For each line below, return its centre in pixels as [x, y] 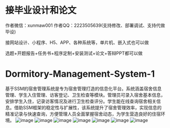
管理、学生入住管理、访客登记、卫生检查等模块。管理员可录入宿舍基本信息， [85, 95]
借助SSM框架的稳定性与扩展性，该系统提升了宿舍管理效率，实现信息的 [88, 107]
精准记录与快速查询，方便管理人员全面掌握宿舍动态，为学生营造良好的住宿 [83, 114]
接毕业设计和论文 [41, 10]
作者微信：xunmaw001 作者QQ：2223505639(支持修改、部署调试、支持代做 [85, 25]
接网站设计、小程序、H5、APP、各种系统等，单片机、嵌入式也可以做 [77, 42]
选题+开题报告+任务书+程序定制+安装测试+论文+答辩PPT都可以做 [74, 53]
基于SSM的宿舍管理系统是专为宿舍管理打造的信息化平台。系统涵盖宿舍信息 [83, 89]
